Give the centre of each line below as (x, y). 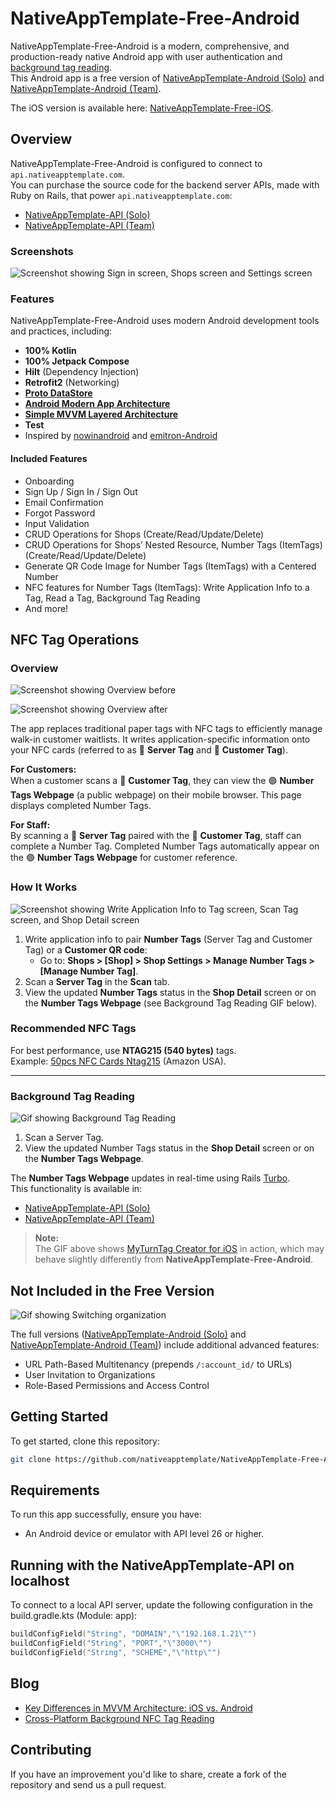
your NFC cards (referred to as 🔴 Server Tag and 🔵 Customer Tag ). (149, 750)
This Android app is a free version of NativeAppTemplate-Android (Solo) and (167, 78)
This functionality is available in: (76, 1189)
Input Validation (57, 523)
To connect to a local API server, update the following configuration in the (161, 1605)
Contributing (51, 1750)
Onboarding (49, 481)
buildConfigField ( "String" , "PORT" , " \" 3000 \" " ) (111, 1643)
